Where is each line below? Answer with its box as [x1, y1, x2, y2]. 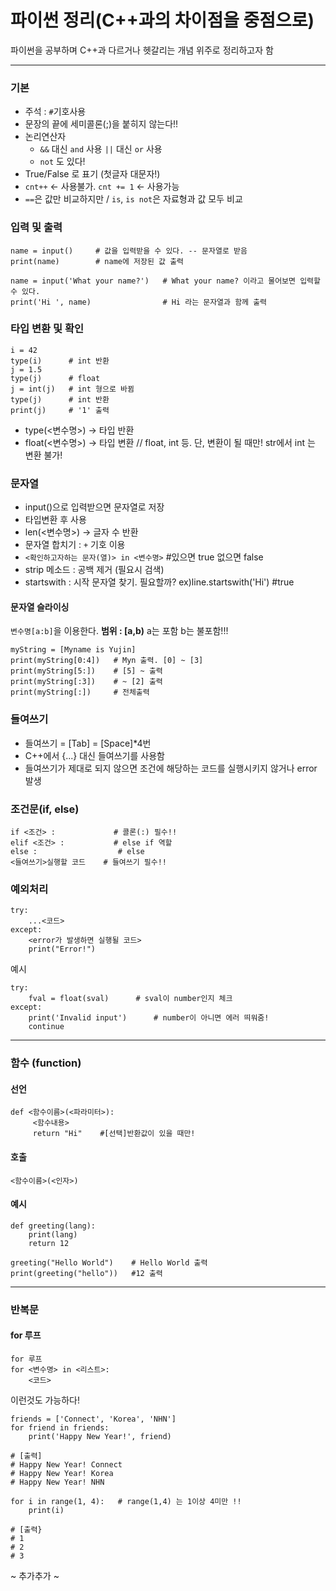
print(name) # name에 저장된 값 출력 [10, 256, 185, 266]
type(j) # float [10, 373, 101, 383]
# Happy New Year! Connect [10, 1459, 123, 1470]
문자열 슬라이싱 [10, 601, 70, 613]
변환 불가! [24, 449, 63, 461]
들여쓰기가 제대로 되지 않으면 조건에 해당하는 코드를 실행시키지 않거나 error [24, 762, 318, 774]
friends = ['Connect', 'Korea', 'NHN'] [10, 1414, 177, 1424]
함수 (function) [10, 1056, 82, 1070]
